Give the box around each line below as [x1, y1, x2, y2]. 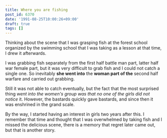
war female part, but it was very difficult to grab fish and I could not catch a [5, 65, 161, 71]
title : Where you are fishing [5, 7, 68, 12]
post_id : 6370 [5, 12, 35, 17]
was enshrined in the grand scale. [5, 101, 75, 107]
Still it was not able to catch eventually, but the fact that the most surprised [5, 85, 159, 91]
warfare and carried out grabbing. [5, 76, 75, 82]
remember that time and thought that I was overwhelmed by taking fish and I [5, 116, 163, 122]
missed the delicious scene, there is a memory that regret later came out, [5, 122, 156, 128]
